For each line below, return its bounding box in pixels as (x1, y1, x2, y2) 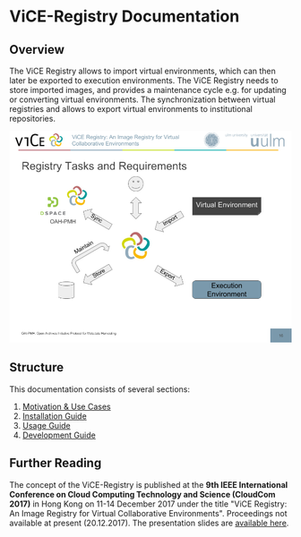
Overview (9, 42, 65, 57)
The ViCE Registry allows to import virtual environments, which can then (9, 65, 276, 76)
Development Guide (21, 430, 96, 440)
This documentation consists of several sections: (9, 383, 191, 395)
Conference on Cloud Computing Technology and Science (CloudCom (9, 489, 276, 499)
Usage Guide (21, 420, 71, 430)
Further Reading (9, 456, 102, 471)
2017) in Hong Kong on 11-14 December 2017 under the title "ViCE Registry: (9, 499, 288, 509)
